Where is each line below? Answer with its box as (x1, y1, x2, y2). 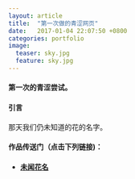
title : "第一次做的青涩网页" (8, 19, 99, 27)
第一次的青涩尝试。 (8, 82, 72, 93)
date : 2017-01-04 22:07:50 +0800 (8, 27, 128, 35)
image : (8, 42, 31, 50)
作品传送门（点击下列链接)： (8, 142, 103, 152)
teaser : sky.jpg (15, 49, 70, 57)
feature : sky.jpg (15, 57, 74, 65)
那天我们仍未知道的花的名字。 (8, 122, 107, 131)
